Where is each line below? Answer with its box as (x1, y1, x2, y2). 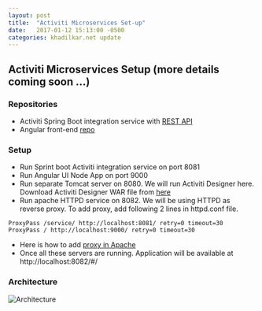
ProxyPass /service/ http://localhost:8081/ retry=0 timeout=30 (8, 220, 223, 228)
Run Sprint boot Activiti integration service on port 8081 (19, 162, 201, 172)
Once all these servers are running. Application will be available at (19, 249, 234, 258)
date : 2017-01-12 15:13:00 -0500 (8, 26, 125, 34)
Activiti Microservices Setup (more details (8, 62, 220, 76)
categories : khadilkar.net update (8, 33, 122, 42)
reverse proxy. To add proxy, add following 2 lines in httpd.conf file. (19, 204, 238, 213)
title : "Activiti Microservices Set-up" (8, 19, 146, 27)
